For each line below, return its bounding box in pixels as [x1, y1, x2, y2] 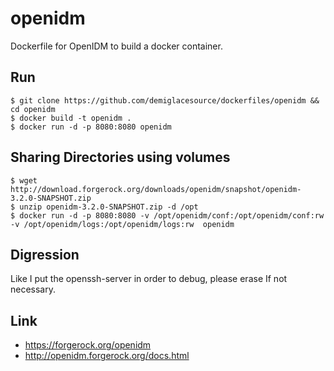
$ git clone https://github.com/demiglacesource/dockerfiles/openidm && [10, 95, 320, 106]
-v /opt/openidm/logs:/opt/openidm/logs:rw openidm [10, 219, 235, 229]
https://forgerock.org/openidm [24, 339, 152, 351]
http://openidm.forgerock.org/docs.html [24, 350, 190, 362]
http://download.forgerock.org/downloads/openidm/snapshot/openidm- [10, 184, 302, 194]
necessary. [10, 283, 57, 296]
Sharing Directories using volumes [10, 149, 231, 166]
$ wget [10, 175, 38, 186]
